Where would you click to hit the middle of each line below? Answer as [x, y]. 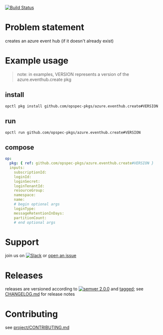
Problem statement [45, 27]
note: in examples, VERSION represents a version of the [73, 74]
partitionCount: [31, 218]
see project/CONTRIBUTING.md [37, 328]
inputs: [17, 168]
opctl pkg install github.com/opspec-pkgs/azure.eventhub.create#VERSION [82, 106]
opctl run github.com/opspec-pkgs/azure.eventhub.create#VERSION [73, 132]
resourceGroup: [29, 191]
